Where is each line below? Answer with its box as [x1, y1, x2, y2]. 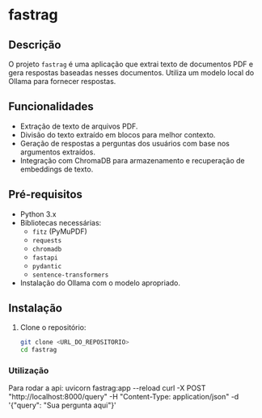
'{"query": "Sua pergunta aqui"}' [8, 400, 117, 410]
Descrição [8, 38, 61, 52]
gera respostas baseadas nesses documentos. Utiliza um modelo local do [8, 68, 255, 78]
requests [32, 236, 62, 244]
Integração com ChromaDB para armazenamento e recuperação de [19, 155, 245, 165]
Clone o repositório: [19, 323, 87, 332]
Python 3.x [19, 209, 57, 219]
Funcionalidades [8, 99, 95, 114]
